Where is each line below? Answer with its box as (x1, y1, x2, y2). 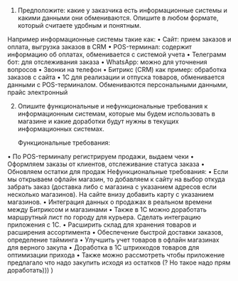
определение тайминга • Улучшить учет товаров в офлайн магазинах (7, 235, 220, 244)
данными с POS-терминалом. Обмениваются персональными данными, (7, 81, 228, 88)
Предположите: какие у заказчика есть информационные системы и (17, 6, 227, 14)
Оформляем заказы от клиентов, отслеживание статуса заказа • (7, 160, 205, 168)
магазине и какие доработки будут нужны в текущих (17, 117, 179, 126)
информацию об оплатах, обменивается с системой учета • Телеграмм (7, 50, 227, 58)
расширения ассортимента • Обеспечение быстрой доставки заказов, (7, 228, 224, 236)
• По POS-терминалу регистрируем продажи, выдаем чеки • (7, 153, 194, 160)
